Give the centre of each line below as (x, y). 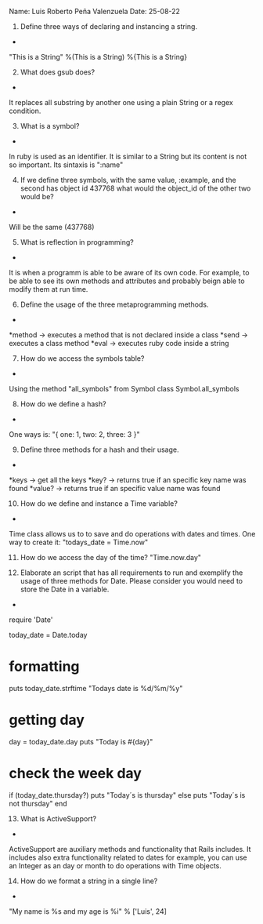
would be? (37, 196)
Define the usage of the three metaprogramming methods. (114, 304)
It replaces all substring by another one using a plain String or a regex (121, 102)
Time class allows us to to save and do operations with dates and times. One (132, 534)
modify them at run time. (49, 289)
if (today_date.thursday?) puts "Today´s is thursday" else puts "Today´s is (127, 795)
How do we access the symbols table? (82, 358)
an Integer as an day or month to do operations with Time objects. (115, 865)
